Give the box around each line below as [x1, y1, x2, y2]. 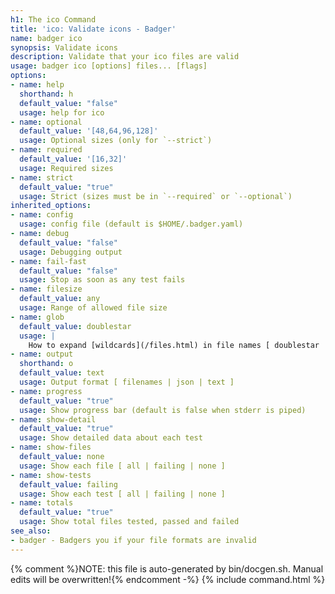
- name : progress [10, 386, 83, 396]
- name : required [10, 145, 83, 155]
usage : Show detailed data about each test [19, 433, 203, 443]
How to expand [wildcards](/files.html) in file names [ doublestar [28, 340, 320, 350]
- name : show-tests [10, 470, 92, 480]
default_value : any [19, 294, 101, 304]
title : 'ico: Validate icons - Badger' [10, 24, 177, 34]
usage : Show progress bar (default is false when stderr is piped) [19, 405, 307, 415]
